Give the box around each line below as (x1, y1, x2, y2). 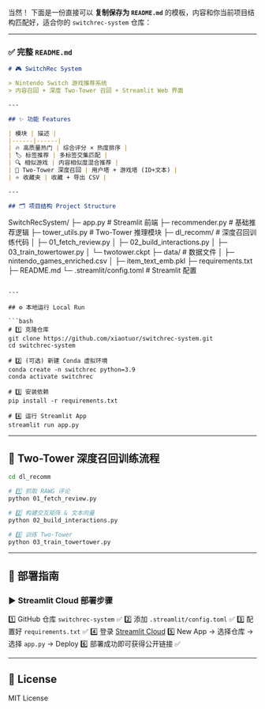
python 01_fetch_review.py (8, 495, 97, 503)
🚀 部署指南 (8, 569, 59, 583)
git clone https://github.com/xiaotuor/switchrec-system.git (8, 334, 214, 342)
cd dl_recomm (8, 473, 51, 481)
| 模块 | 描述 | (8, 130, 57, 138)
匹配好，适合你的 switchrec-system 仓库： (14, 17, 152, 27)
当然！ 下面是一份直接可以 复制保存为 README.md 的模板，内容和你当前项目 (8, 8, 248, 17)
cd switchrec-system (8, 341, 77, 349)
